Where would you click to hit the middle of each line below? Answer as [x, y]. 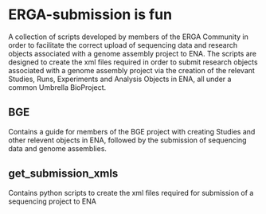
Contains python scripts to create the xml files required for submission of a [131, 193]
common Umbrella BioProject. [57, 87]
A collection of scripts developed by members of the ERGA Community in [128, 37]
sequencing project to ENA [53, 201]
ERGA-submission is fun [90, 15]
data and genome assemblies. [58, 148]
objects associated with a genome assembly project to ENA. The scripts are [133, 53]
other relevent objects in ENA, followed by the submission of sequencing [127, 140]
